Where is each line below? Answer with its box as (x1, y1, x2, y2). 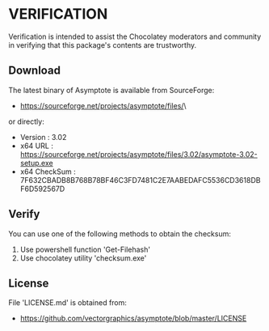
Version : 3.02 (19, 132, 67, 142)
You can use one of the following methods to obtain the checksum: (8, 228, 232, 239)
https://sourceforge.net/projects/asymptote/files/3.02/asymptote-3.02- (19, 149, 258, 159)
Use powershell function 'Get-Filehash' (19, 244, 151, 254)
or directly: (8, 117, 44, 126)
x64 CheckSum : (19, 167, 76, 176)
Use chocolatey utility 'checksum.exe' (19, 252, 147, 263)
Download (8, 64, 61, 78)
